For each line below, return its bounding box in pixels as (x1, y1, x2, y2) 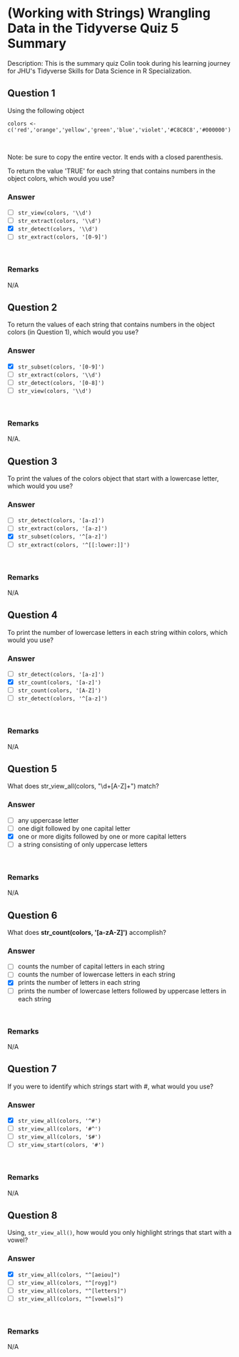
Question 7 (7, 1063, 57, 1076)
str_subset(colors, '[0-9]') (17, 363, 105, 371)
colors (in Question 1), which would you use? (7, 328, 139, 336)
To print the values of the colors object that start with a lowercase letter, (7, 474, 219, 483)
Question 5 (7, 763, 58, 775)
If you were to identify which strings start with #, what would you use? (7, 1082, 214, 1091)
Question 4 (7, 609, 59, 621)
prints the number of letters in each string (17, 978, 141, 987)
